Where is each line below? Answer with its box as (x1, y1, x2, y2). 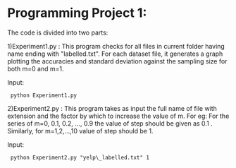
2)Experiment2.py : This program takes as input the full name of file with (7, 104, 217, 112)
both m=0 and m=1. (7, 64, 64, 73)
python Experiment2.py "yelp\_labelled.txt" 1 (10, 154, 150, 161)
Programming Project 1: (7, 5, 147, 21)
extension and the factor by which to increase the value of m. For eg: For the (7, 112, 230, 120)
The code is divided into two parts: (7, 28, 108, 37)
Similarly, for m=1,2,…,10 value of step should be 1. (7, 126, 154, 135)
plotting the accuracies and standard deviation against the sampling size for (7, 56, 228, 65)
